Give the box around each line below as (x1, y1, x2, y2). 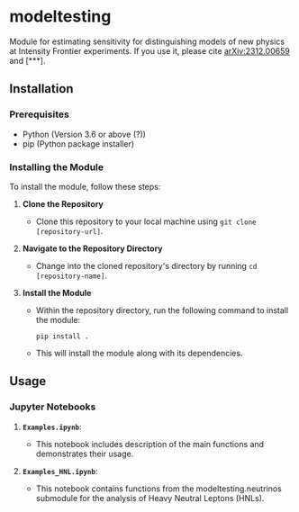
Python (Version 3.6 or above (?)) (22, 129, 147, 139)
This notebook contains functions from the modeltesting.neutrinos (35, 483, 282, 494)
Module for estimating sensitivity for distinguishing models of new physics (9, 36, 285, 47)
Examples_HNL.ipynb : (22, 465, 98, 476)
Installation (9, 81, 74, 96)
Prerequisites (9, 108, 69, 121)
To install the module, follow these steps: (9, 181, 161, 192)
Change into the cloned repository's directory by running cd (35, 260, 258, 271)
